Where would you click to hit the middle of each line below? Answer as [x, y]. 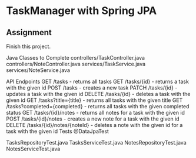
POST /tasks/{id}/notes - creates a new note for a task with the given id [93, 119]
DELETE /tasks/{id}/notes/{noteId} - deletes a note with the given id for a [94, 125]
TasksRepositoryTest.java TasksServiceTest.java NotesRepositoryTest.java [96, 142]
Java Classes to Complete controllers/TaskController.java [76, 58]
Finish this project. [29, 46]
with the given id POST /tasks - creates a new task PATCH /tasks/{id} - [92, 88]
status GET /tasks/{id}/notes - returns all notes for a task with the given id [96, 113]
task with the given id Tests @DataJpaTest [57, 131]
